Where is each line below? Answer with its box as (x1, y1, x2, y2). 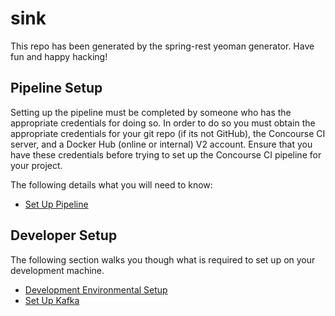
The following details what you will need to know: (10, 178, 213, 191)
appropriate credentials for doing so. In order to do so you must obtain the (10, 117, 316, 129)
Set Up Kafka (24, 294, 80, 306)
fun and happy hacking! (10, 50, 108, 62)
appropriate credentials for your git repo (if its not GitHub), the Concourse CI (10, 127, 326, 139)
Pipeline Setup (10, 80, 103, 97)
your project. (10, 159, 63, 171)
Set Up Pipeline (24, 198, 89, 210)
